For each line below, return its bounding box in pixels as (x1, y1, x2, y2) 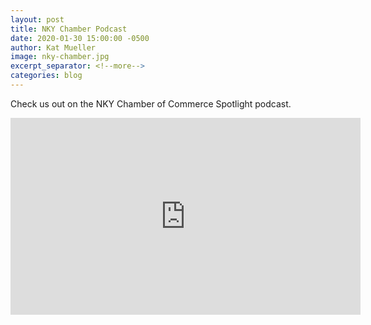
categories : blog (10, 71, 83, 81)
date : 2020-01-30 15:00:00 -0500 (10, 33, 150, 43)
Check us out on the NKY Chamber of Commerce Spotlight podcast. (10, 97, 292, 110)
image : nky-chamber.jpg (10, 52, 110, 62)
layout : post (10, 14, 65, 25)
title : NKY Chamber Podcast (10, 24, 128, 34)
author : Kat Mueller (10, 42, 97, 53)
